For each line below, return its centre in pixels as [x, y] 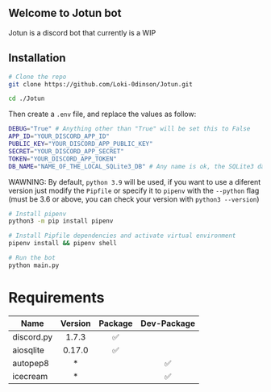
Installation [37, 58]
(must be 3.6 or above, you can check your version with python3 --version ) [134, 199]
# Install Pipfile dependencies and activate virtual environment [122, 236]
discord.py [33, 336]
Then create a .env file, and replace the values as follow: [102, 114]
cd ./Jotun [27, 99]
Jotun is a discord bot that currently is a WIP [82, 32]
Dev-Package [168, 323]
